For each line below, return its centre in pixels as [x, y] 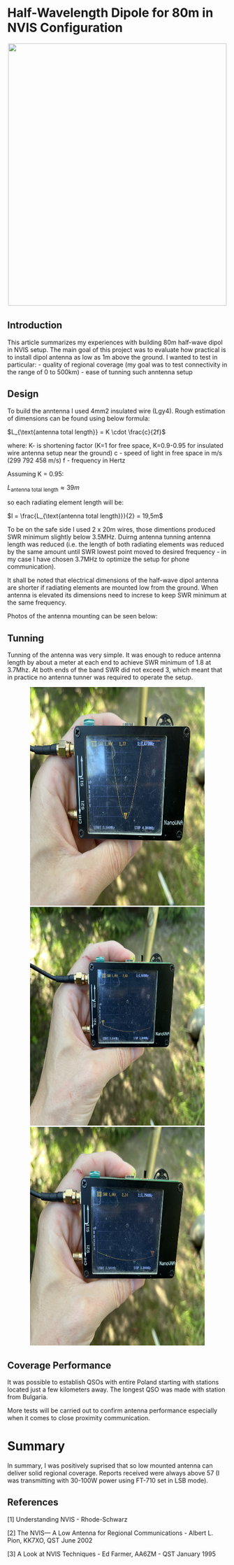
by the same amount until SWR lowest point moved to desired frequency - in [117, 552]
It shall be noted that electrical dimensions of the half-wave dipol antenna [113, 580]
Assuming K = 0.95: [36, 474]
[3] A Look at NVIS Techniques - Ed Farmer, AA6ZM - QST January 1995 [112, 1554]
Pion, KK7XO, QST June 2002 [50, 1540]
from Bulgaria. [28, 1396]
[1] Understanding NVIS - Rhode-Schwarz [67, 1519]
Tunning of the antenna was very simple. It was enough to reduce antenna [114, 655]
